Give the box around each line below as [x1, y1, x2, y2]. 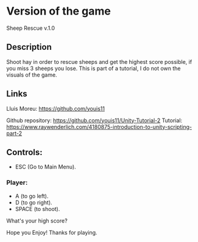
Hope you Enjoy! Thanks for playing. [6, 229, 97, 236]
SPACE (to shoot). [15, 205, 60, 212]
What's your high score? [6, 217, 68, 224]
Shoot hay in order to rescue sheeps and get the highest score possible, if [6, 58, 193, 65]
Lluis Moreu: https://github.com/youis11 [6, 105, 105, 112]
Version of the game [6, 4, 111, 18]
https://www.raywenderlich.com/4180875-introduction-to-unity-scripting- [6, 123, 192, 130]
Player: [6, 178, 28, 187]
